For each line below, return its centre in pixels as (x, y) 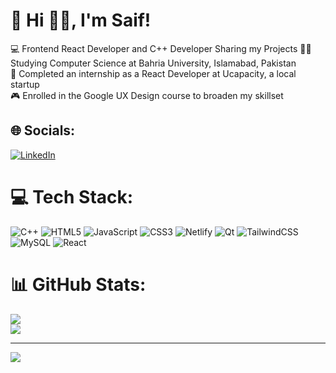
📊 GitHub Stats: (78, 284)
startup (25, 84)
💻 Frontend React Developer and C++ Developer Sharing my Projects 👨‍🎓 (161, 48)
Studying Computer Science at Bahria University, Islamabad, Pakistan (153, 63)
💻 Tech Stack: (72, 196)
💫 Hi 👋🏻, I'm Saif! (81, 20)
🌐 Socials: (43, 130)
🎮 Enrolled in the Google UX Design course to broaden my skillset (147, 95)
